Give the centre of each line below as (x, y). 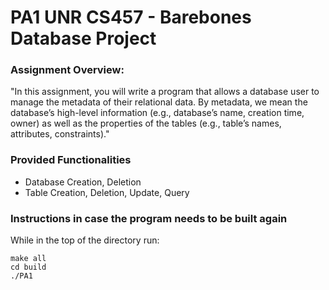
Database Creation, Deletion (83, 182)
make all (28, 259)
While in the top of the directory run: (85, 240)
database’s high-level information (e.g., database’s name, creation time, (157, 113)
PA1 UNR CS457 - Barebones (131, 17)
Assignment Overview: (67, 70)
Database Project (83, 38)
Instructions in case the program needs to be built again (149, 218)
